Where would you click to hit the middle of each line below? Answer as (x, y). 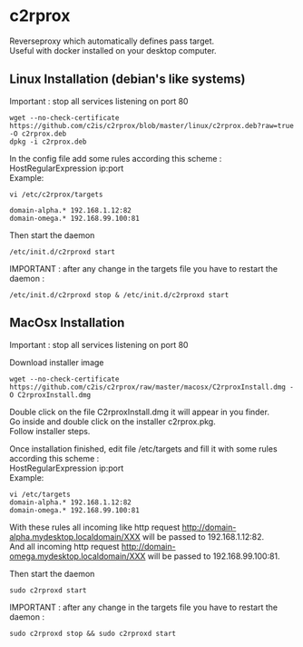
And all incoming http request (64, 546)
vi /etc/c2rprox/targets (56, 194)
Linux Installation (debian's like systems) (128, 80)
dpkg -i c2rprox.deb (49, 142)
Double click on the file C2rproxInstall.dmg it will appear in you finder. (140, 412)
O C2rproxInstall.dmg (50, 395)
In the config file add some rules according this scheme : (116, 158)
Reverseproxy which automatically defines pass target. (112, 41)
